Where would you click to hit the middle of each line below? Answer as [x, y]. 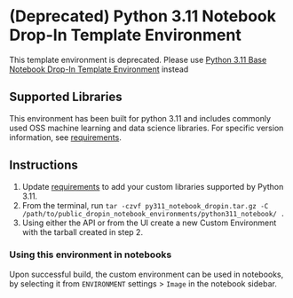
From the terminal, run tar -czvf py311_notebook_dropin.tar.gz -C [145, 205]
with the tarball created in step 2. [83, 231]
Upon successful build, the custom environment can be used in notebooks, [146, 274]
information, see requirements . [65, 137]
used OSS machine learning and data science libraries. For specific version [146, 128]
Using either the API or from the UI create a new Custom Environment [149, 223]
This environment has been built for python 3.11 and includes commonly [140, 118]
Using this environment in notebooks [91, 255]
